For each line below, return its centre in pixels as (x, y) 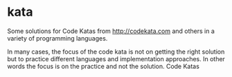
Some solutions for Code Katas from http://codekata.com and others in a (111, 31)
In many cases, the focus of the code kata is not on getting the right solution (116, 52)
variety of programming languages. (57, 38)
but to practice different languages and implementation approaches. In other (116, 58)
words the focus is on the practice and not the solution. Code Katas (103, 66)
